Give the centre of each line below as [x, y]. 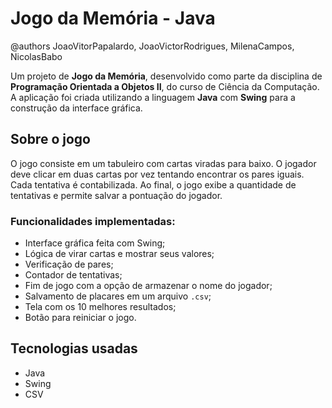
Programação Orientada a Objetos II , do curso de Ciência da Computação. [165, 86]
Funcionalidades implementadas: [93, 221]
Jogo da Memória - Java [113, 18]
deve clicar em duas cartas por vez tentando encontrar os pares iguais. [157, 174]
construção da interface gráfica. [76, 108]
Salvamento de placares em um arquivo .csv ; [118, 296]
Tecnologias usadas [74, 348]
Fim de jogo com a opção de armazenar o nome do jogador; [148, 286]
